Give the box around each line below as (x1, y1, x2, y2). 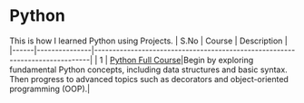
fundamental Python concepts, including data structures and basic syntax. (9, 64, 288, 75)
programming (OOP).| (9, 83, 91, 94)
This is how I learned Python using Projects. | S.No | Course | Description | (9, 35, 288, 46)
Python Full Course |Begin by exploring (110, 54, 254, 65)
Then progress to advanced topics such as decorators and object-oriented (9, 73, 289, 84)
